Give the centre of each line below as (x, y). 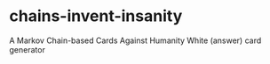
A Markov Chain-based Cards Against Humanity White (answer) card (135, 40)
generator (28, 49)
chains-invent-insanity (96, 16)
